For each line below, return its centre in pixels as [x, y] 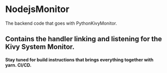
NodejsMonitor [37, 9]
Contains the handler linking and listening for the [84, 39]
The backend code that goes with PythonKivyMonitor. [61, 23]
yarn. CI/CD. [18, 65]
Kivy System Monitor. [40, 47]
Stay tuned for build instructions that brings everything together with [79, 59]
